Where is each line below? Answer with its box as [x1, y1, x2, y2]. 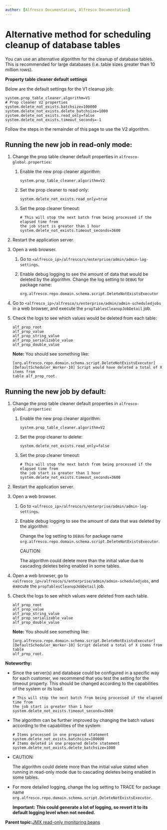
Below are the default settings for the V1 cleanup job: [5, 86, 114, 92]
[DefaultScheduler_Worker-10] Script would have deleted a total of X [12, 365, 163, 370]
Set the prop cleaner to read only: [19, 187, 89, 193]
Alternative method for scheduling [5, 28, 151, 40]
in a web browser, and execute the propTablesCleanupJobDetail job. [12, 305, 152, 312]
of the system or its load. [12, 686, 64, 692]
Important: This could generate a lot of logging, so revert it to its [12, 804, 148, 811]
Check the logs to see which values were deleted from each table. [12, 593, 149, 599]
